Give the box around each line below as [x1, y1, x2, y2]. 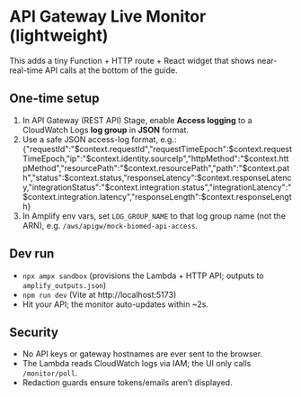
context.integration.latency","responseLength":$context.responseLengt [27, 191, 292, 202]
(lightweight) [9, 25, 109, 46]
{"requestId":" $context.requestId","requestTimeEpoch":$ [22, 143, 235, 154]
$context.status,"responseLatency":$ [64, 172, 202, 183]
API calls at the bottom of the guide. [44, 65, 178, 76]
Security [9, 324, 58, 339]
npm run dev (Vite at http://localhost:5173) [22, 289, 177, 300]
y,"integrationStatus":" [22, 182, 105, 193]
